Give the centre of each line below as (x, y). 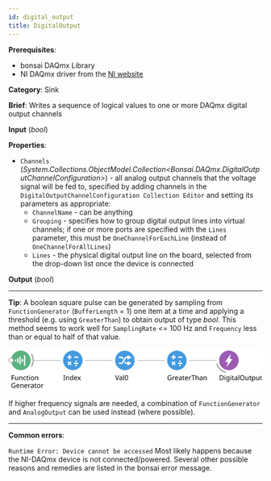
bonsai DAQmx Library (57, 65)
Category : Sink (33, 90)
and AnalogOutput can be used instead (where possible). (102, 412)
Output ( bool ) (31, 279)
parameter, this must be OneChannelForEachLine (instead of (129, 237)
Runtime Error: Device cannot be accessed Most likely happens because (130, 450)
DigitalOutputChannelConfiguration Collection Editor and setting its (137, 194)
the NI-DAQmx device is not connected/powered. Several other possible (128, 459)
